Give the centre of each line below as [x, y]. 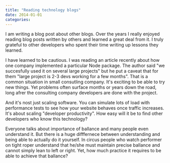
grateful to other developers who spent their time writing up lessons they [82, 45]
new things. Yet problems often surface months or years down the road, [81, 87]
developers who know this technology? [46, 119]
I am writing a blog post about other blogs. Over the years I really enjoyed [82, 34]
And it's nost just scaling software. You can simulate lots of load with [78, 103]
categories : [18, 19]
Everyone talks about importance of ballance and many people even [77, 129]
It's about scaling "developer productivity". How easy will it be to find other [84, 113]
